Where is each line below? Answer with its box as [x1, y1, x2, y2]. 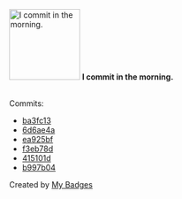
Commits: [9, 98, 44, 109]
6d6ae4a [21, 125, 56, 135]
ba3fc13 [21, 115, 51, 126]
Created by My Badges [9, 180, 93, 189]
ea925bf [21, 134, 54, 144]
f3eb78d [21, 143, 54, 154]
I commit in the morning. [81, 72, 174, 82]
